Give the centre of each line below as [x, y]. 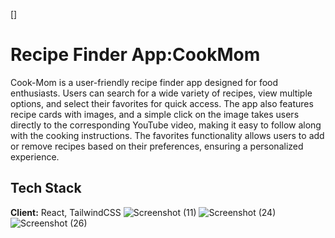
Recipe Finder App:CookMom [135, 55]
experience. [35, 156]
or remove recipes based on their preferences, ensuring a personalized [157, 146]
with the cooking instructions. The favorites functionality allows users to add [167, 135]
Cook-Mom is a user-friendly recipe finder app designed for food [144, 82]
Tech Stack [46, 188]
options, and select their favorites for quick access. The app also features [162, 103]
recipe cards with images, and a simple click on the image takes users [155, 114]
